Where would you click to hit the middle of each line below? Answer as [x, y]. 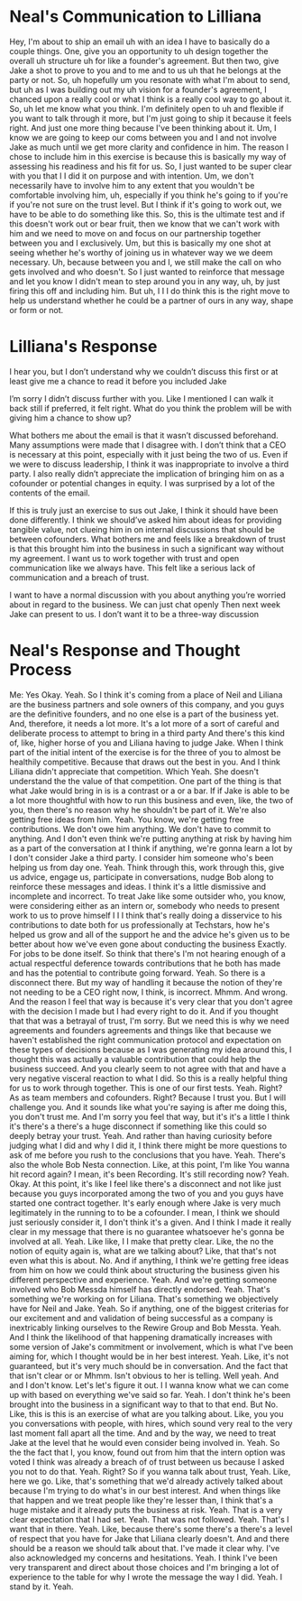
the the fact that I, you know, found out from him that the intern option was [147, 1452]
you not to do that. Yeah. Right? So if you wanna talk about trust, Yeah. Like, [150, 1471]
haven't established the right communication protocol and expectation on [146, 1040]
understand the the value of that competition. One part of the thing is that [146, 781]
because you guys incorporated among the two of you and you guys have [146, 1193]
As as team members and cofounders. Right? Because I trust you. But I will [148, 1097]
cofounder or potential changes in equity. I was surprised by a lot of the [142, 483]
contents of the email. [50, 493]
